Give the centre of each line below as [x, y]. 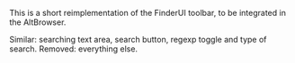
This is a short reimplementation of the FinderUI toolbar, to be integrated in [147, 13]
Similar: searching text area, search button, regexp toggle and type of [138, 39]
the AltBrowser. [38, 22]
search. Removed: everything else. [73, 49]
